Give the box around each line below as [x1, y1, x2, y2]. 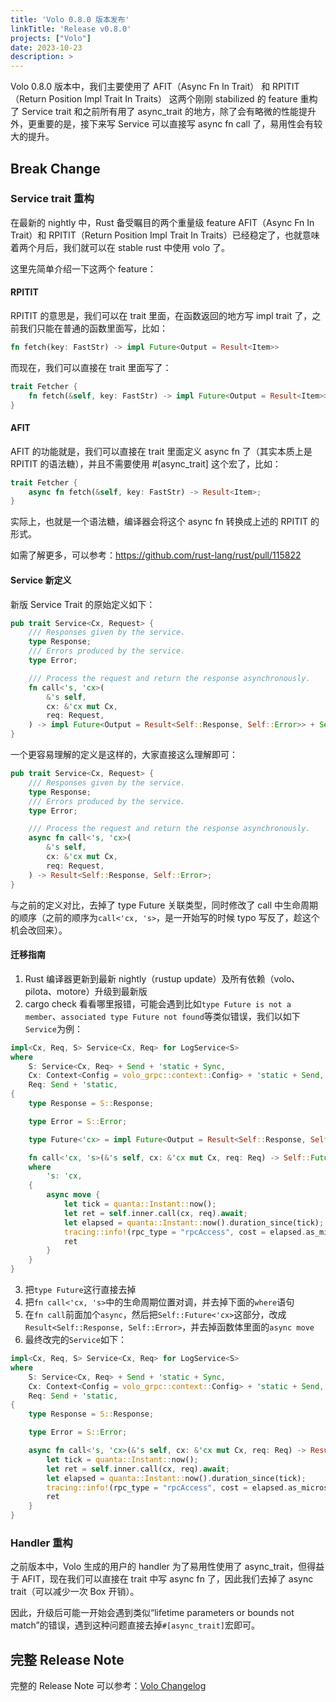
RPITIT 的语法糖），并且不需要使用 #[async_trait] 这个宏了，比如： [10, 457, 282, 470]
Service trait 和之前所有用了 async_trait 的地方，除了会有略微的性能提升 [21, 106, 317, 118]
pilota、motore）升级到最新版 [24, 985, 148, 997]
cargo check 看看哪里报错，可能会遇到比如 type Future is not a [24, 997, 292, 1010]
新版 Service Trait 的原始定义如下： [10, 598, 156, 610]
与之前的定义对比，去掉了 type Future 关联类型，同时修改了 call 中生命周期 [10, 899, 319, 911]
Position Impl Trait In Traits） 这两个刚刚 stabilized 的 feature [48, 93, 298, 105]
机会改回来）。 [10, 924, 68, 936]
